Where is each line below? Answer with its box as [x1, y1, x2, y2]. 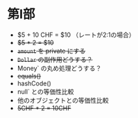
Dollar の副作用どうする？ [17, 55, 93, 63]
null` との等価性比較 [17, 87, 74, 96]
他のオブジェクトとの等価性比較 [17, 96, 109, 104]
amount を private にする [17, 47, 86, 55]
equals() [17, 71, 42, 80]
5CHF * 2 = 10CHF [17, 103, 71, 112]
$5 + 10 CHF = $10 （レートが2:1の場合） [17, 31, 135, 39]
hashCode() [17, 79, 52, 87]
